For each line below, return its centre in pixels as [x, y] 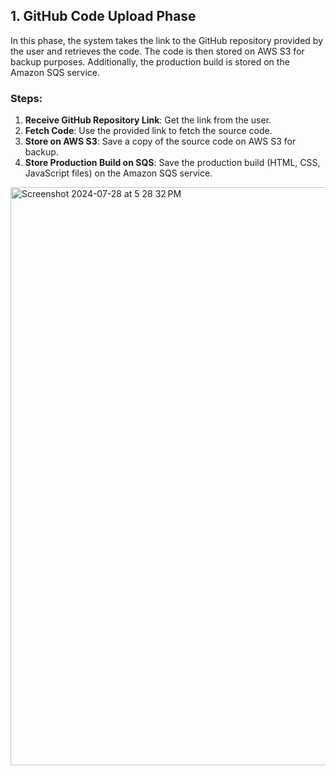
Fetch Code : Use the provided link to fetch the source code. [148, 131]
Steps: [26, 98]
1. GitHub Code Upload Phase [103, 16]
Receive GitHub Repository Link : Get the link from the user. [148, 120]
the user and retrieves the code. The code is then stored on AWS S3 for [157, 51]
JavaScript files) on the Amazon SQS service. [118, 173]
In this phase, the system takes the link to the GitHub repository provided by [167, 40]
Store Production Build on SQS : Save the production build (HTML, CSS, [172, 163]
